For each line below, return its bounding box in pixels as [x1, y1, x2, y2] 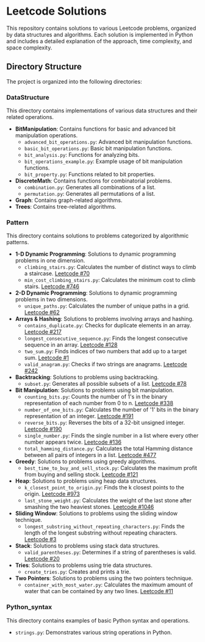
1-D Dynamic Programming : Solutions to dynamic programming [15, 250, 176, 258]
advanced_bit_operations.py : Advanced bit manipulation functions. [24, 139, 193, 146]
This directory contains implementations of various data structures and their [6, 107, 198, 114]
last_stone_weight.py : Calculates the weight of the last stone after [24, 497, 192, 504]
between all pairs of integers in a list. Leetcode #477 [24, 452, 157, 459]
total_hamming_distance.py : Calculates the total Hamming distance [24, 445, 193, 452]
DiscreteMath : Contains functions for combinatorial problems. [15, 177, 172, 184]
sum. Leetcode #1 [24, 354, 69, 361]
